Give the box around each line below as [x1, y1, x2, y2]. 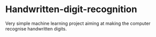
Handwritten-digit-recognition [5, 4, 137, 15]
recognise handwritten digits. [5, 25, 67, 31]
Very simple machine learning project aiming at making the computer [5, 20, 151, 26]
